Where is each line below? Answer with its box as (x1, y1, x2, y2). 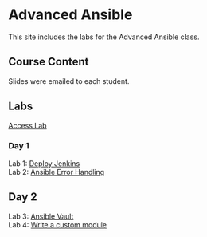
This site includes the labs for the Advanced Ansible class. (8, 32, 200, 41)
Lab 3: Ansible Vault (8, 211, 74, 221)
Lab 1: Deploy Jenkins (8, 158, 80, 168)
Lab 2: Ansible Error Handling (8, 167, 105, 176)
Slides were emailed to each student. (8, 76, 130, 85)
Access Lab (8, 120, 47, 130)
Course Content (8, 55, 89, 69)
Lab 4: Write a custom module (8, 219, 107, 229)
